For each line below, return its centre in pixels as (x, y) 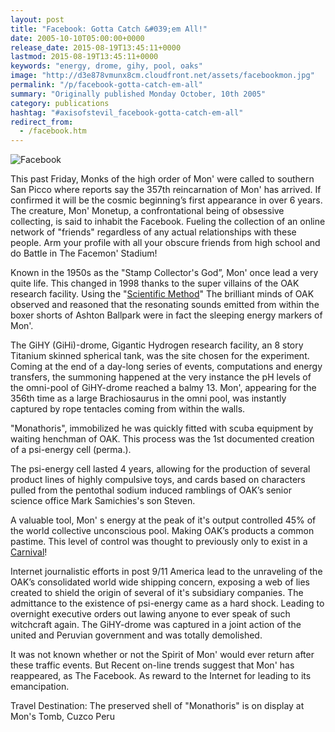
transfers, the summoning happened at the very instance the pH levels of (161, 377)
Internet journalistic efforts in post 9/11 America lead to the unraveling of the (166, 572)
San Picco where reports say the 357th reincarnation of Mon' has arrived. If (166, 190)
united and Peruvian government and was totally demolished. (136, 635)
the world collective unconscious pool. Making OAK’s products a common (162, 531)
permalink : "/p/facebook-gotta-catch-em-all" (106, 85)
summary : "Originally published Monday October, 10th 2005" (138, 94)
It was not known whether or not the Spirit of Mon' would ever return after (162, 655)
